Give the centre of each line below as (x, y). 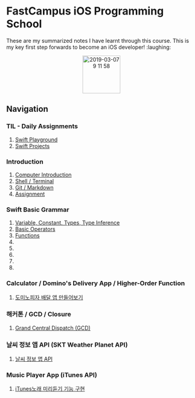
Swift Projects (32, 146)
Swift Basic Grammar (38, 210)
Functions (27, 236)
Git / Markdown (34, 187)
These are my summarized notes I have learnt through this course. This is (97, 40)
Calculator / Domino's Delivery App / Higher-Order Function (96, 283)
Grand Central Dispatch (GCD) (53, 328)
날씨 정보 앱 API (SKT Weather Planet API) (67, 344)
